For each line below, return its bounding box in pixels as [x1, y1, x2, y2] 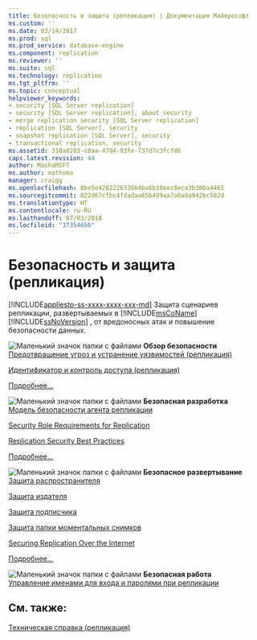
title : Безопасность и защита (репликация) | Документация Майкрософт [8, 11, 250, 20]
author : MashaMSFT [8, 162, 70, 170]
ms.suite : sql [8, 64, 56, 72]
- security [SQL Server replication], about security [8, 109, 193, 118]
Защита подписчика [8, 507, 78, 517]
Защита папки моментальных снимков [8, 522, 142, 532]
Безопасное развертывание [143, 468, 243, 477]
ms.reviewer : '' [8, 57, 63, 65]
